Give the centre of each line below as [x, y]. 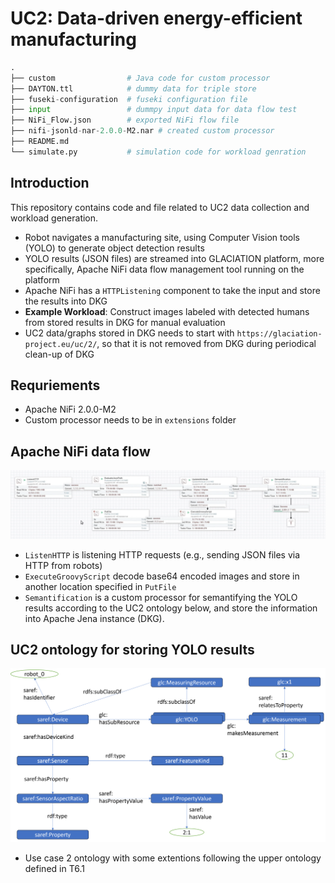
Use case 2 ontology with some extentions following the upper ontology [173, 858]
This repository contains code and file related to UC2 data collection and [160, 207]
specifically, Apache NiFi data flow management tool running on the [164, 269]
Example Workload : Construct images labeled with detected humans [167, 311]
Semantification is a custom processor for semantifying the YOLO [161, 597]
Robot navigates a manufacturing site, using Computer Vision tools [162, 237]
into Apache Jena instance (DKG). [94, 618]
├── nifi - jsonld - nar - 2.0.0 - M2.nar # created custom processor [142, 131]
